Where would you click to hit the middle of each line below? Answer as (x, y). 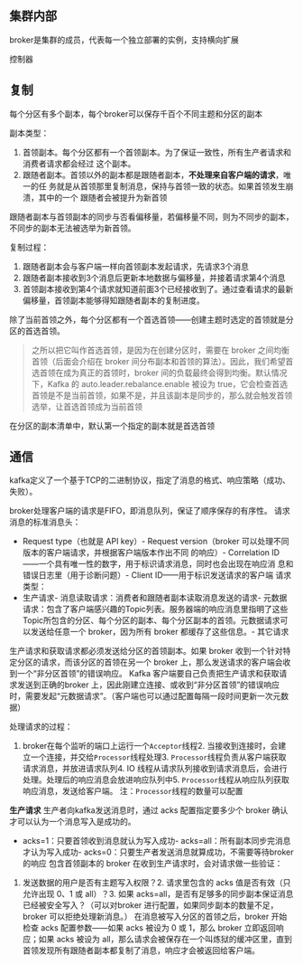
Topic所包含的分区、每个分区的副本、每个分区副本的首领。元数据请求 (151, 620)
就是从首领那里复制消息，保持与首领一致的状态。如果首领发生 (171, 186)
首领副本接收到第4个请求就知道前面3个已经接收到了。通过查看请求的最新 (158, 288)
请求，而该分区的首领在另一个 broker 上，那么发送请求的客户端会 (161, 662)
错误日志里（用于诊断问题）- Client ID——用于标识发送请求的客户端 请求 (156, 575)
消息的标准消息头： (45, 522)
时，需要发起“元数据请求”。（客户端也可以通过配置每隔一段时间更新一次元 (145, 696)
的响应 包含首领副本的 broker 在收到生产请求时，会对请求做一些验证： (152, 864)
